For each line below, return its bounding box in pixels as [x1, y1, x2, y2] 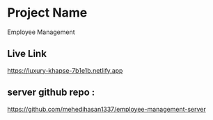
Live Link [7, 48, 47, 60]
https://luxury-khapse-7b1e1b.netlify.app [7, 66, 123, 74]
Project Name [7, 5, 88, 21]
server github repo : [7, 87, 95, 98]
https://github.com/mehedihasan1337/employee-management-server [7, 105, 207, 113]
